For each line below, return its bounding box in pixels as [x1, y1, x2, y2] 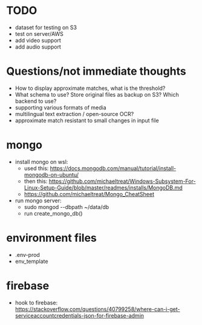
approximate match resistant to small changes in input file [15, 117, 159, 124]
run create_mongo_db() [24, 210, 83, 217]
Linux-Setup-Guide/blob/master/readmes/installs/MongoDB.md [24, 183, 183, 191]
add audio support [15, 43, 62, 50]
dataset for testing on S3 [15, 24, 77, 31]
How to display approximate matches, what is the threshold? [15, 84, 166, 92]
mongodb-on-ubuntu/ [24, 171, 79, 178]
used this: [24, 165, 49, 172]
